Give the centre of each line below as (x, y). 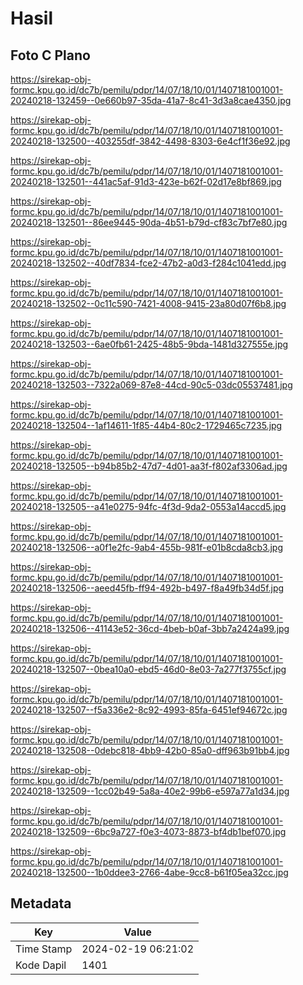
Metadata (41, 903)
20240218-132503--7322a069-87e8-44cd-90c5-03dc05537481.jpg (151, 385)
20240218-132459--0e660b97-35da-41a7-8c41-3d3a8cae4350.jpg (151, 100)
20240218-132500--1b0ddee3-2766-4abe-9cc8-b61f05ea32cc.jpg (149, 872)
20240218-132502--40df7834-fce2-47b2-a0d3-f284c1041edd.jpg (148, 263)
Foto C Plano (50, 55)
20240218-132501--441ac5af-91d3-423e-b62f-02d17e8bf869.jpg (146, 181)
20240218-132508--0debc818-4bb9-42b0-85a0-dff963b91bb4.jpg (150, 750)
